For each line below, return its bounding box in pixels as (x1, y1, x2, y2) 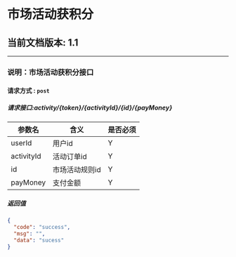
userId (11, 138, 32, 148)
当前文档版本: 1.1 (7, 37, 79, 48)
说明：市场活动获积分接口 (7, 67, 94, 77)
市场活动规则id (52, 165, 101, 175)
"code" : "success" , (13, 224, 71, 231)
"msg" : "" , (13, 230, 46, 237)
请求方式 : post (7, 86, 50, 95)
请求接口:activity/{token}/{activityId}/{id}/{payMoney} (7, 103, 173, 112)
